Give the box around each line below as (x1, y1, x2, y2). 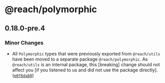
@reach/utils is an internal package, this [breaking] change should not (12, 61, 160, 67)
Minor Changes (5, 39, 44, 46)
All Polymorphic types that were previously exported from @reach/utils (12, 50, 160, 57)
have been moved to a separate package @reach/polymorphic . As (12, 56, 148, 62)
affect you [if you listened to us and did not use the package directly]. (12, 67, 158, 73)
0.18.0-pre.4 (5, 24, 45, 33)
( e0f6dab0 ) (12, 72, 34, 78)
